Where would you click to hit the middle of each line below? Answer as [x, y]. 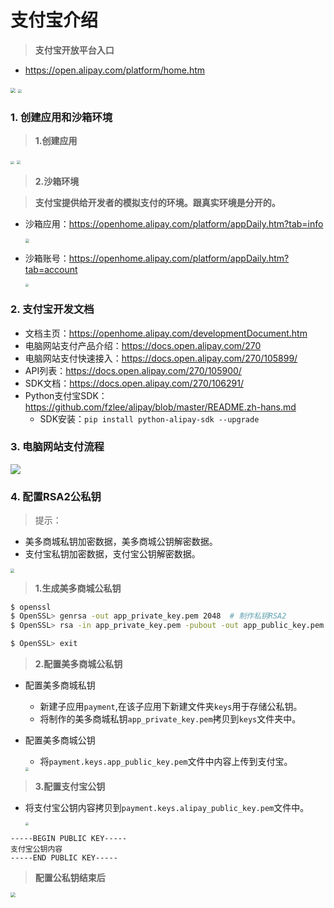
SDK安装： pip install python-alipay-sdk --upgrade [149, 418]
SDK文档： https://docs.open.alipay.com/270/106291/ [134, 383]
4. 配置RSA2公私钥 [56, 496]
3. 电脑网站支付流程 [57, 447]
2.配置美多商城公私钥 [78, 664]
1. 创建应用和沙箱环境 [61, 117]
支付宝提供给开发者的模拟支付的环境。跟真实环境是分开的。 [157, 203]
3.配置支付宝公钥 [70, 786]
